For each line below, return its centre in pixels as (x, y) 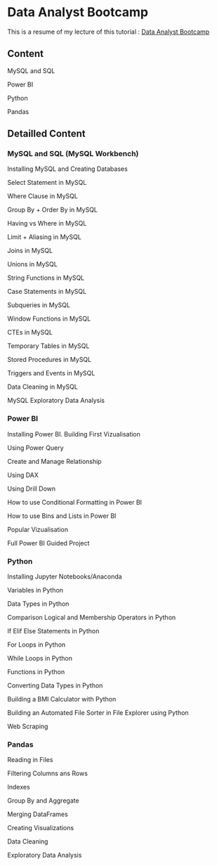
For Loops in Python (37, 645)
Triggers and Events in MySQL (51, 373)
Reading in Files (30, 760)
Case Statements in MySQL (47, 292)
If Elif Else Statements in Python (53, 631)
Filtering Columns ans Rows (47, 773)
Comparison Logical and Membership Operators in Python (92, 618)
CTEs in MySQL (30, 332)
